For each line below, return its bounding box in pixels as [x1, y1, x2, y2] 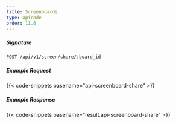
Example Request [6, 67, 51, 74]
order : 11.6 [6, 20, 36, 26]
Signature [6, 39, 32, 46]
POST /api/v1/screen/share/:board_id [6, 54, 101, 60]
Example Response [6, 96, 55, 103]
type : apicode [6, 15, 42, 21]
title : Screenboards [6, 8, 58, 15]
